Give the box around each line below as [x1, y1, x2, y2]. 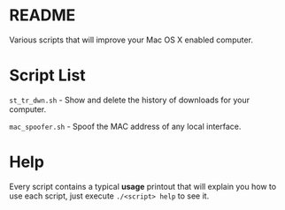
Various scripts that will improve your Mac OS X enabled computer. [9, 34, 254, 45]
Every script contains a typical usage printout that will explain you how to [9, 181, 277, 191]
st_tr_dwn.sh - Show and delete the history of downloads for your [9, 94, 250, 105]
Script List [9, 65, 86, 86]
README [9, 5, 76, 26]
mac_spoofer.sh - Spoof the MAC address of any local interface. [9, 121, 242, 131]
